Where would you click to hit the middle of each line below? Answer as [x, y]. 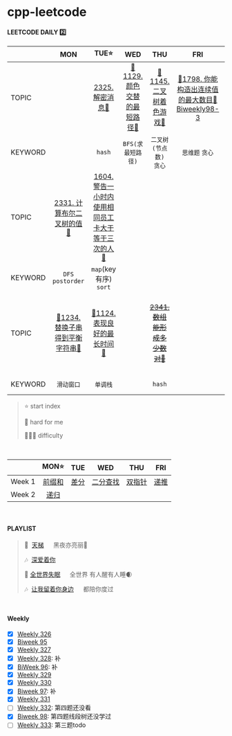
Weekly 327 [34, 649]
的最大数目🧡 [198, 100]
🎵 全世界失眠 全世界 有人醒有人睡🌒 [78, 574]
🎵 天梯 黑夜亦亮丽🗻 [56, 545]
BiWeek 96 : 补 [37, 667]
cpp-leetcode [47, 12]
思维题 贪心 [198, 153]
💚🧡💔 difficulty [43, 436]
